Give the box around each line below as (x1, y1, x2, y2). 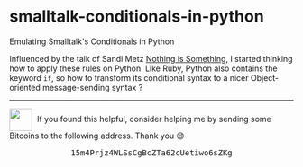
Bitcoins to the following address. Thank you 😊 (9, 130, 185, 141)
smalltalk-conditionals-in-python (9, 6, 264, 27)
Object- (250, 72, 280, 83)
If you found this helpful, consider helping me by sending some (36, 113, 272, 124)
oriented (9, 82, 41, 92)
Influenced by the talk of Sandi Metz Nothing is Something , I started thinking (9, 53, 293, 64)
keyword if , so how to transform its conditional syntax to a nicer (9, 72, 250, 83)
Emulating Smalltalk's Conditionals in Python (9, 36, 175, 47)
